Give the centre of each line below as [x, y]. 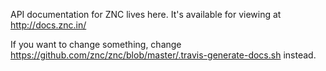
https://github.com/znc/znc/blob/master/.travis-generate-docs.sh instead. [163, 55]
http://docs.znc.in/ [48, 25]
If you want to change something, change [96, 44]
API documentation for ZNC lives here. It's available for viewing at [146, 14]
